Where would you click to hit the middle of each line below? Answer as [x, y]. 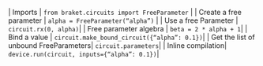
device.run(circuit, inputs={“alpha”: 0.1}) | [84, 54]
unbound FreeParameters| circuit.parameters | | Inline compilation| [118, 46]
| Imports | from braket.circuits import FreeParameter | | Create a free [125, 12]
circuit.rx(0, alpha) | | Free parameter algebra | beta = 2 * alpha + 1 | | [128, 29]
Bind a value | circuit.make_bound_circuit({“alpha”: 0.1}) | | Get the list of [131, 37]
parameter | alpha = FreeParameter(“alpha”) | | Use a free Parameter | [123, 20]
